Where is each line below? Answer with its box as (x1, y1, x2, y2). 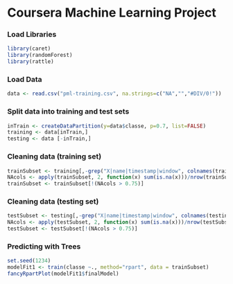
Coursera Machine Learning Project (7, 5, 217, 21)
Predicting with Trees (7, 241, 81, 251)
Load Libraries (7, 30, 57, 39)
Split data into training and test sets (7, 107, 130, 116)
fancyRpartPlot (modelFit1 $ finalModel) (7, 270, 119, 278)
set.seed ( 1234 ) (7, 258, 51, 265)
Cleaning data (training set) (7, 152, 102, 161)
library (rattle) (7, 58, 54, 65)
